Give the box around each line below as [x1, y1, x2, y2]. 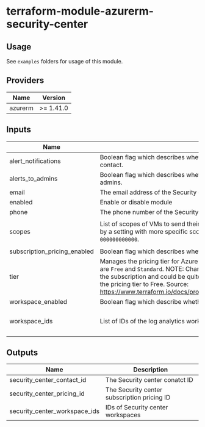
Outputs [6, 348, 38, 358]
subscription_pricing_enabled [9, 247, 95, 256]
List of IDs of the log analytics [99, 317, 185, 326]
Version [42, 93, 66, 102]
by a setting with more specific [99, 228, 188, 236]
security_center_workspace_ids [9, 407, 99, 415]
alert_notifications [9, 157, 61, 165]
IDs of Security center [105, 403, 168, 412]
